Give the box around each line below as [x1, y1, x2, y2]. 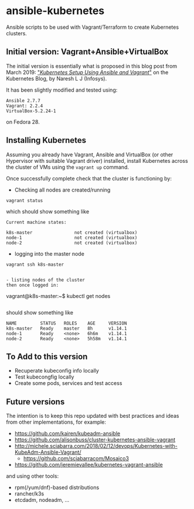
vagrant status [6, 197, 43, 203]
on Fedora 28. [6, 118, 40, 125]
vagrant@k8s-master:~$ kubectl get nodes [6, 292, 111, 299]
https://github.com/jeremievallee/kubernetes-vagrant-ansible [14, 461, 163, 468]
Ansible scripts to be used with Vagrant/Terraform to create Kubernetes [6, 24, 179, 31]
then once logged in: [6, 282, 59, 288]
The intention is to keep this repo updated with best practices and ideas [6, 413, 179, 420]
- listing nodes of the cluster [6, 277, 85, 283]
